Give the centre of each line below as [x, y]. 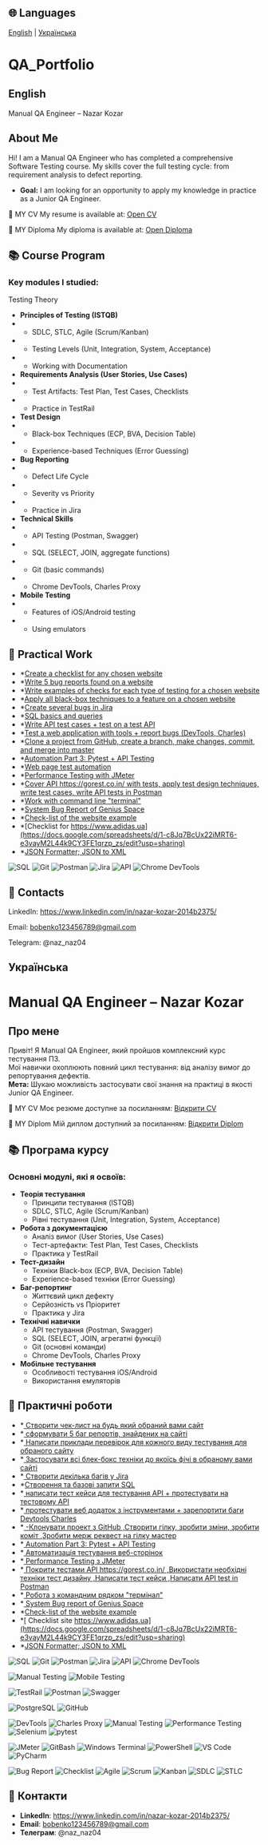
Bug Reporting [44, 459]
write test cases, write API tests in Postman [91, 792]
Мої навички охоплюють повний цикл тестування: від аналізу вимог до [130, 1067]
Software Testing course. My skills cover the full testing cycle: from [119, 166]
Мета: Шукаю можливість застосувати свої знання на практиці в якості [130, 1085]
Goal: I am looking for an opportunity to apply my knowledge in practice [138, 190]
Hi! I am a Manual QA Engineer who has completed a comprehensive [121, 157]
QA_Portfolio [51, 65]
